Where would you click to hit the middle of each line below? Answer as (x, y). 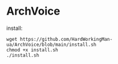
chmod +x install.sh (33, 50)
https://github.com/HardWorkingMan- (66, 39)
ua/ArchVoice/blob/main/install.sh (51, 44)
